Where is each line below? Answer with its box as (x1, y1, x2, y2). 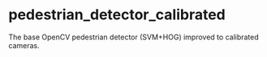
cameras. (8, 40, 40, 50)
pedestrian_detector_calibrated (8, 6, 226, 24)
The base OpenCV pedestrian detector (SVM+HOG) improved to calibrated (8, 32, 260, 42)
